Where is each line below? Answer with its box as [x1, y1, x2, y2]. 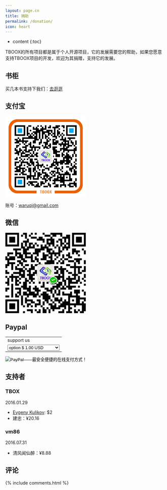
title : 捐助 [5, 13, 29, 19]
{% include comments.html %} [5, 479, 69, 486]
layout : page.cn [5, 8, 39, 13]
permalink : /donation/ [5, 19, 53, 24]
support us [7, 337, 30, 343]
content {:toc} [12, 38, 42, 45]
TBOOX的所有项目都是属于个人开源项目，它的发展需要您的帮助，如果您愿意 [5, 49, 162, 55]
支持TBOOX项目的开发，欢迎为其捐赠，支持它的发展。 [5, 55, 118, 62]
